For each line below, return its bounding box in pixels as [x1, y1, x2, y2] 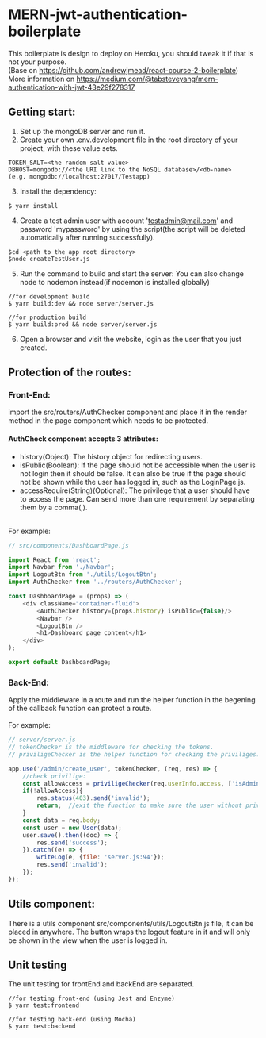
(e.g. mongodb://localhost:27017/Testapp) [8, 172, 150, 180]
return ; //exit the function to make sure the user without [36, 802, 243, 810]
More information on [8, 74, 75, 83]
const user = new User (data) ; [22, 824, 123, 832]
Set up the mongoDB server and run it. [19, 126, 146, 136]
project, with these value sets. [19, 143, 118, 152]
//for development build [8, 292, 90, 301]
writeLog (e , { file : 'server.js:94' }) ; [36, 853, 165, 862]
